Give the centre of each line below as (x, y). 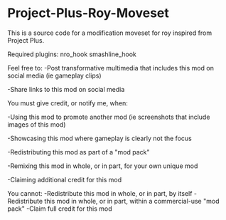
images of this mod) (37, 124)
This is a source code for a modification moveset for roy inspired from (109, 33)
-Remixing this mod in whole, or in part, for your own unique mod (103, 166)
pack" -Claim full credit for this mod (60, 209)
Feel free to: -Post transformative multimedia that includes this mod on (111, 68)
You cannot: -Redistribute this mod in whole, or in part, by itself (100, 193)
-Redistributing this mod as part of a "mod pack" (79, 152)
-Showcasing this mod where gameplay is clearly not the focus (99, 138)
